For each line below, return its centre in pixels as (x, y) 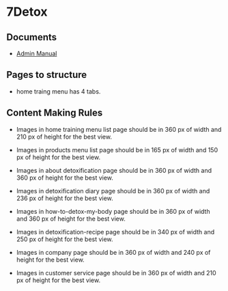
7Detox (27, 12)
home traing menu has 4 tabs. (58, 91)
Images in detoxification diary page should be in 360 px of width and (113, 191)
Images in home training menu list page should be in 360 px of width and (119, 129)
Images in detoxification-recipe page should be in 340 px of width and (115, 232)
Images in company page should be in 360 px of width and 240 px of (113, 252)
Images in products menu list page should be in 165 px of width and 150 (117, 150)
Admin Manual (37, 53)
